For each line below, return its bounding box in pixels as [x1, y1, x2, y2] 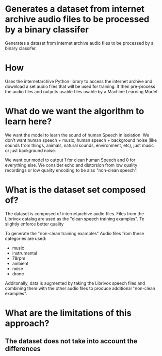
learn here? [5, 116, 52, 127]
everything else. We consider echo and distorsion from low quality [5, 162, 138, 168]
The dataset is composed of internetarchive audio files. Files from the [5, 210, 144, 217]
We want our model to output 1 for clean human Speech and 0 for [5, 157, 136, 163]
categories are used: [5, 236, 47, 241]
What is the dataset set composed [5, 185, 146, 195]
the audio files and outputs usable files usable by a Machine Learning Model [5, 88, 158, 94]
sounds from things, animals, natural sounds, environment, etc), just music [5, 142, 154, 148]
